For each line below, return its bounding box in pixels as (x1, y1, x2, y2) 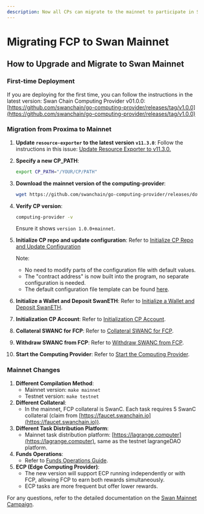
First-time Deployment (7, 77, 75, 85)
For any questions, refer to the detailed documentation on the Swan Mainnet (7, 494, 197, 501)
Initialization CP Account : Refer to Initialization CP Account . (15, 316, 166, 323)
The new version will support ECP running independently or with (24, 469, 186, 477)
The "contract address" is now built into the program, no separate (24, 273, 189, 280)
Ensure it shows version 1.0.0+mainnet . (15, 225, 116, 232)
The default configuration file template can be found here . (24, 285, 169, 293)
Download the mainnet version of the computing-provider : (15, 180, 166, 187)
